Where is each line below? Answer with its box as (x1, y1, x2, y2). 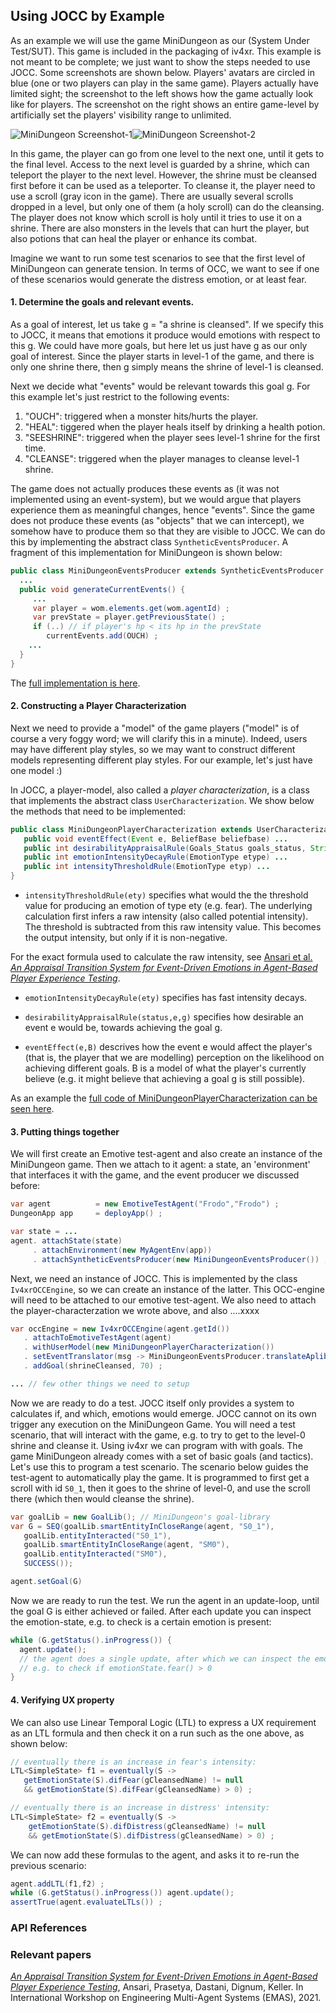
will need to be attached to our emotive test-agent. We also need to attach (10, 1294, 317, 1306)
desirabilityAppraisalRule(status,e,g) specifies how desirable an (24, 1011, 304, 1023)
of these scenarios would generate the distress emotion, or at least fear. (10, 273, 307, 285)
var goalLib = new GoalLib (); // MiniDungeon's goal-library (10, 1512, 271, 1522)
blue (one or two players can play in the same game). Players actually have (10, 77, 319, 89)
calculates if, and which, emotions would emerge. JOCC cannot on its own (10, 1407, 317, 1419)
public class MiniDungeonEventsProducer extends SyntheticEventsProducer (10, 566, 325, 576)
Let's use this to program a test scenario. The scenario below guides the (10, 1460, 309, 1473)
